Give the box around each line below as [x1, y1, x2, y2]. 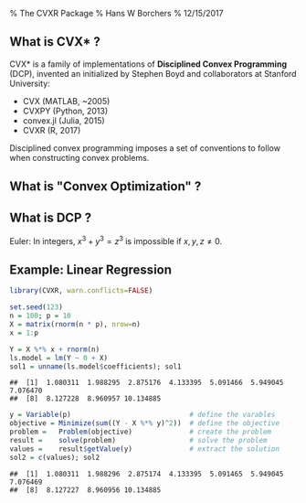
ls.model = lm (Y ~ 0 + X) [9, 353, 108, 362]
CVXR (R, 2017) [22, 124, 81, 135]
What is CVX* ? [9, 34, 100, 49]
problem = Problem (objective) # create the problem [9, 427, 272, 437]
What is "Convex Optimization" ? [9, 178, 202, 195]
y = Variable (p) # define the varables [9, 411, 276, 420]
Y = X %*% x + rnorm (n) [9, 345, 100, 354]
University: [9, 78, 50, 89]
